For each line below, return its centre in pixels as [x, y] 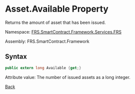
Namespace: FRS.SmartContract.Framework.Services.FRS [63, 32]
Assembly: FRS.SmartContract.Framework [47, 41]
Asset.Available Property [57, 9]
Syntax [16, 57]
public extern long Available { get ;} [43, 68]
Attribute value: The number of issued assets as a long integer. [68, 77]
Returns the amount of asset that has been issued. [55, 22]
